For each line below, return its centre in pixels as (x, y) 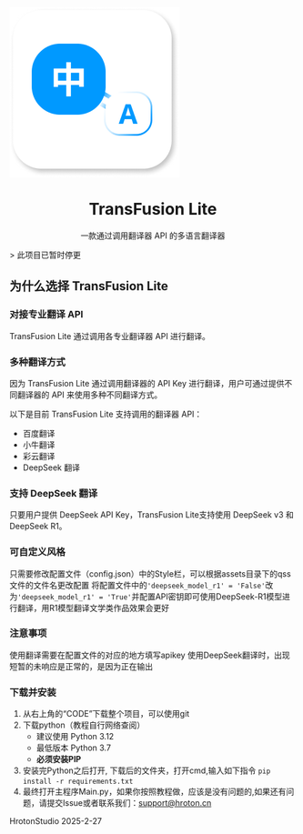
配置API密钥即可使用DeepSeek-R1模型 (211, 596)
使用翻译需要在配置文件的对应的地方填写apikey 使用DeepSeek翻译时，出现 (150, 655)
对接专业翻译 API (46, 315)
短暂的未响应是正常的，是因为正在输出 (81, 666)
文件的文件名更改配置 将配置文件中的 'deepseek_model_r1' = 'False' (137, 585)
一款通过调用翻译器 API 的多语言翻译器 (153, 236)
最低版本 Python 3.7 (74, 748)
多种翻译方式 (38, 362)
